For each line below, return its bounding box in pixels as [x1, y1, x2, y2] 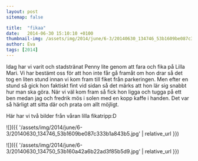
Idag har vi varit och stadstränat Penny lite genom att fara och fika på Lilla [6, 63, 186, 70]
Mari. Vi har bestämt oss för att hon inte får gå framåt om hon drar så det [6, 69, 183, 76]
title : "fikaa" [6, 25, 46, 31]
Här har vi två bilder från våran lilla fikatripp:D [6, 112, 117, 119]
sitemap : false [6, 14, 44, 20]
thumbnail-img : [6, 36, 44, 42]
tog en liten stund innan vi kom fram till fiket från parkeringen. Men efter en [6, 75, 189, 83]
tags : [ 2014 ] [6, 47, 38, 53]
